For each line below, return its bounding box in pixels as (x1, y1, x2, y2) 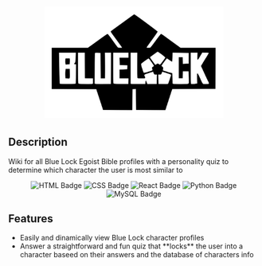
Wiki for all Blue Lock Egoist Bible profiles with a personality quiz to (8, 156, 229, 166)
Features (8, 212, 53, 225)
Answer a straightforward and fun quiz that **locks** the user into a (19, 241, 244, 251)
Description (8, 135, 68, 149)
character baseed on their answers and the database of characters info (19, 250, 254, 260)
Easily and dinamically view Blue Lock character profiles (19, 233, 205, 243)
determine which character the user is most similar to (8, 165, 183, 174)
